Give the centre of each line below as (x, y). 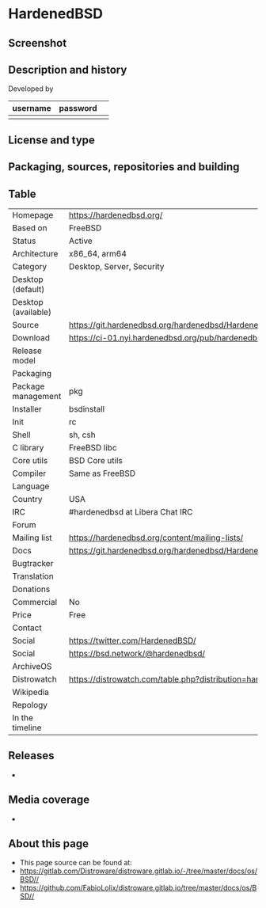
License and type (51, 140)
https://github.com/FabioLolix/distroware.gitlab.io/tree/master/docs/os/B (138, 888)
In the (23, 717)
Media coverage (49, 800)
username (32, 108)
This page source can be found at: (76, 863)
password (78, 108)
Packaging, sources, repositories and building (124, 167)
